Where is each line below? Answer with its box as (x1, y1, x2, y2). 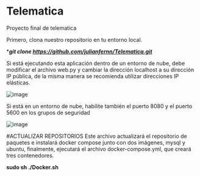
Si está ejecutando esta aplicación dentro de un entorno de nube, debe (6, 59, 185, 67)
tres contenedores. (6, 152, 54, 159)
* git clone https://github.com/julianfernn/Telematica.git (6, 47, 152, 55)
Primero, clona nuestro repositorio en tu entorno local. (6, 36, 143, 43)
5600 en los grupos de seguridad (6, 109, 90, 116)
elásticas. (6, 79, 30, 86)
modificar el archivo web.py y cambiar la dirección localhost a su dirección (6, 66, 195, 73)
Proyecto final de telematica (6, 24, 77, 32)
